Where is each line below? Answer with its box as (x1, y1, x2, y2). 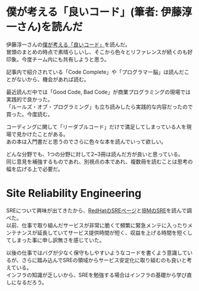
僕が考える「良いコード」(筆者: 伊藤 (6, 5, 182, 19)
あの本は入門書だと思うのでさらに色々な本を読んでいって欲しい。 (6, 137, 167, 145)
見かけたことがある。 (16, 130, 69, 137)
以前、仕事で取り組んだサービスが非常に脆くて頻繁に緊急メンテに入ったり (6, 222, 188, 229)
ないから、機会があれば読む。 (16, 75, 89, 83)
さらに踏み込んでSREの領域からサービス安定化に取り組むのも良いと (21, 256, 187, 264)
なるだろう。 (16, 279, 47, 286)
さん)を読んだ (17, 20, 83, 34)
